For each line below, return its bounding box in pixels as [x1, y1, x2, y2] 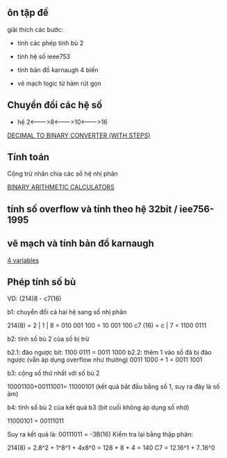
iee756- [179, 203, 215, 215]
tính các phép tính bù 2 [17, 39, 84, 47]
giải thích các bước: [7, 25, 64, 33]
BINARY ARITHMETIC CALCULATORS [7, 183, 115, 192]
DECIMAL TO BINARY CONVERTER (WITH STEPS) [7, 131, 151, 139]
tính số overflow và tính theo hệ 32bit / [7, 203, 178, 215]
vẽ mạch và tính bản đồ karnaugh [7, 237, 155, 250]
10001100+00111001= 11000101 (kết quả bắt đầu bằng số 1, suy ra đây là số [7, 382, 220, 391]
